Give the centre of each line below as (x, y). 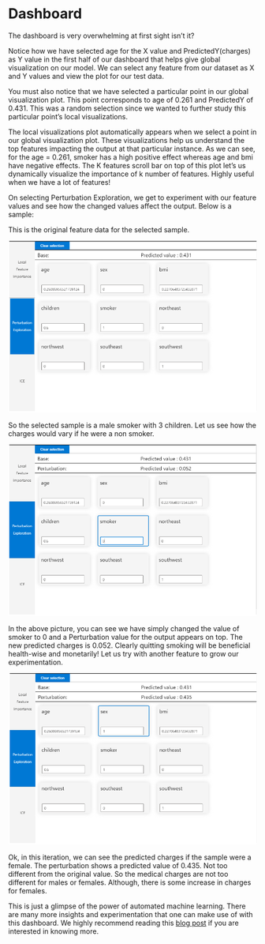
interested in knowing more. (54, 931)
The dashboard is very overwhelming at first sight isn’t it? (101, 36)
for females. (28, 891)
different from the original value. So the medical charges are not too (118, 874)
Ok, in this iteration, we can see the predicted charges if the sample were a (130, 857)
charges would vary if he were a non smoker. (82, 434)
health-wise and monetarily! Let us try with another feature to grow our (123, 654)
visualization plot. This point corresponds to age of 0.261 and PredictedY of (131, 100)
